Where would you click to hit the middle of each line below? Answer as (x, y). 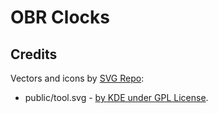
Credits (34, 54)
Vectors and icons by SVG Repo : (77, 78)
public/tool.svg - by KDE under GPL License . (116, 97)
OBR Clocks (60, 17)
